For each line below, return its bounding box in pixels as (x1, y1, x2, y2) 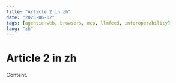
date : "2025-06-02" (6, 14, 55, 20)
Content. (6, 72, 28, 79)
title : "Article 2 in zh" (6, 8, 71, 15)
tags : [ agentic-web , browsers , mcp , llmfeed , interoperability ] (6, 20, 171, 26)
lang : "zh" (6, 25, 34, 32)
